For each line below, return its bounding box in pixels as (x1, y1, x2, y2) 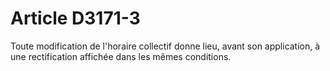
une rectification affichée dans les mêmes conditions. (10, 50, 232, 62)
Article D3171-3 (10, 7, 141, 30)
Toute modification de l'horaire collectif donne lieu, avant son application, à (10, 40, 321, 52)
